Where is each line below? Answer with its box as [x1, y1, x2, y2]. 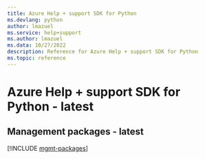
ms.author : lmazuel [7, 36, 63, 42]
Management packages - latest [7, 126, 144, 138]
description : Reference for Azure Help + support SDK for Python [7, 49, 198, 56]
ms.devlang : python [7, 16, 63, 23]
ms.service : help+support [7, 29, 81, 36]
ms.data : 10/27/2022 [7, 42, 67, 49]
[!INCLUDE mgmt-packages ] [7, 144, 88, 152]
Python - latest [7, 99, 94, 114]
